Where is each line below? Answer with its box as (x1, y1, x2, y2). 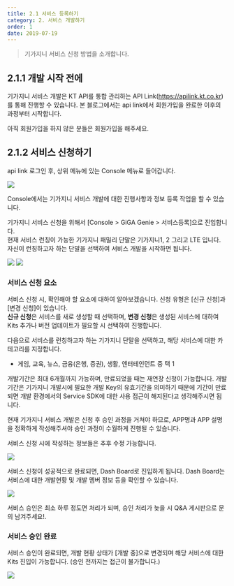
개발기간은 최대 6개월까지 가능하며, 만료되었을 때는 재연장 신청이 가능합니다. (7, 374, 214, 383)
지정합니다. (31, 345, 61, 353)
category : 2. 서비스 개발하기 (7, 17, 85, 24)
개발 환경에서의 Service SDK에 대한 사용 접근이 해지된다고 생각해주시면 (20, 392, 215, 400)
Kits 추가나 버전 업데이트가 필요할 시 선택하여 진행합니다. (7, 321, 162, 330)
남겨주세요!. (14, 513, 47, 521)
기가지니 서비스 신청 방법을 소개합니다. (24, 50, 129, 58)
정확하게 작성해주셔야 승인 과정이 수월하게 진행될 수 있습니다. (14, 424, 181, 433)
